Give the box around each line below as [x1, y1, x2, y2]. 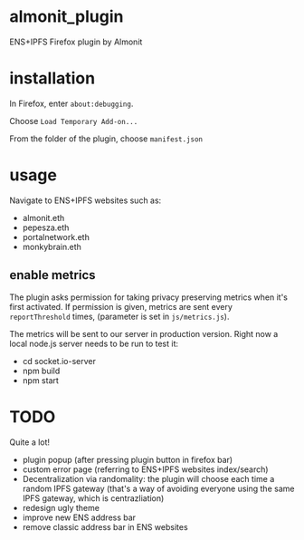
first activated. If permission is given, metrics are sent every [9, 301, 233, 312]
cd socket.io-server [22, 355, 97, 366]
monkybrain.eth [22, 241, 81, 252]
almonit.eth [22, 212, 65, 223]
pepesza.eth [22, 222, 70, 233]
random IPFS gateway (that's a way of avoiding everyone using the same [22, 483, 295, 494]
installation [9, 68, 96, 89]
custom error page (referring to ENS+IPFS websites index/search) [22, 464, 269, 475]
